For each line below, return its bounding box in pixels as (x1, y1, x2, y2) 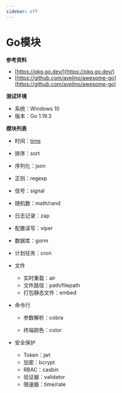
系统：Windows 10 (14, 105, 60, 112)
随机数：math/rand (14, 199, 60, 206)
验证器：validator (23, 373, 66, 380)
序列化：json (14, 162, 46, 169)
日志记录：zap (14, 212, 50, 219)
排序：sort (14, 150, 40, 157)
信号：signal (14, 187, 45, 194)
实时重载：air (23, 274, 56, 282)
